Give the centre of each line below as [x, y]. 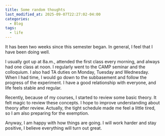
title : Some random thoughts [35, 10]
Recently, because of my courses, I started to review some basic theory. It [81, 97]
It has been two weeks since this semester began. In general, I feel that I [79, 47]
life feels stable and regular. [33, 88]
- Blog [16, 23]
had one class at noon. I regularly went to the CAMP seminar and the [75, 67]
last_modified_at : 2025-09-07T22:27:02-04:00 [53, 14]
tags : [11, 28]
